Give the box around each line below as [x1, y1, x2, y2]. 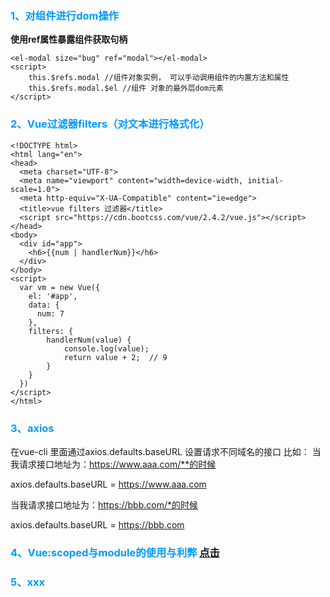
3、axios [10, 421, 55, 435]
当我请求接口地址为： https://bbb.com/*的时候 [10, 498, 198, 511]
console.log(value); [63, 343, 150, 354]
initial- [247, 175, 284, 186]
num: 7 [36, 308, 65, 319]
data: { [28, 300, 60, 310]
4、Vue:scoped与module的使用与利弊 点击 [10, 545, 220, 559]
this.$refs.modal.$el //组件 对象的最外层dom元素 [28, 83, 224, 94]
